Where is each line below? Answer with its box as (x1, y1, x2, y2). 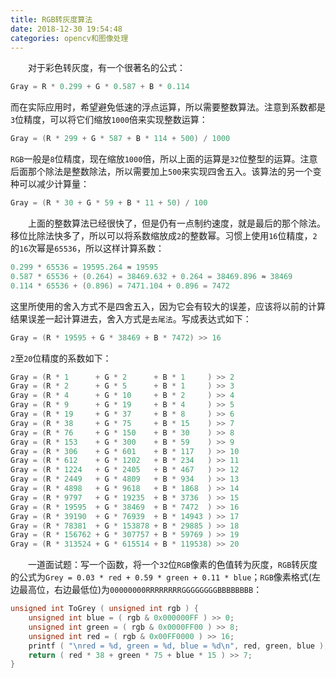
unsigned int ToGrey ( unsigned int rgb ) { (10, 604, 199, 614)
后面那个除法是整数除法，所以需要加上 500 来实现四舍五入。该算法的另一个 (10, 166, 313, 178)
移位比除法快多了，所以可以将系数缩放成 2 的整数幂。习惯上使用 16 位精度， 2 (10, 230, 318, 241)
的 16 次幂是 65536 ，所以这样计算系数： (10, 242, 165, 254)
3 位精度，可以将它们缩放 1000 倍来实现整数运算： (10, 114, 208, 126)
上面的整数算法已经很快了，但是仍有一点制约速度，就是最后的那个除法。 (28, 217, 326, 229)
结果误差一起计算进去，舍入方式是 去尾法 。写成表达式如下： (10, 312, 252, 325)
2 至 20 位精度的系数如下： (10, 352, 112, 364)
